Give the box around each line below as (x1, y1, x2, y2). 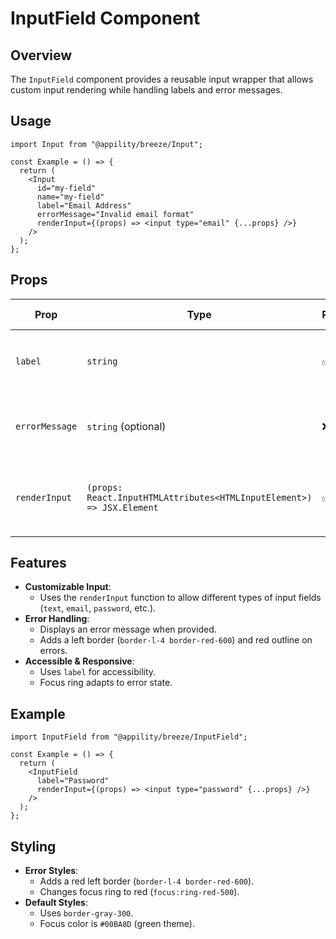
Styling (10, 838, 57, 855)
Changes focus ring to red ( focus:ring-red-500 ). (39, 886, 240, 898)
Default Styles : (24, 897, 88, 909)
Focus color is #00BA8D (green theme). (39, 918, 196, 930)
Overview (10, 47, 73, 64)
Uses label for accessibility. (39, 666, 157, 678)
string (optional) (86, 419, 167, 433)
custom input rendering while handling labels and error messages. (10, 84, 283, 96)
